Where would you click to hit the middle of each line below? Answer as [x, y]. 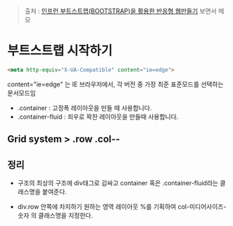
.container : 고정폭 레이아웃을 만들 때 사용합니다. [84, 107]
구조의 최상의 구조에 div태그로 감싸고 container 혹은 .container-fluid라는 [118, 183]
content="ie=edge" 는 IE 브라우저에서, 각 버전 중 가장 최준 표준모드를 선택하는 [115, 84]
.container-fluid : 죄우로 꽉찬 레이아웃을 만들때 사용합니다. [98, 117]
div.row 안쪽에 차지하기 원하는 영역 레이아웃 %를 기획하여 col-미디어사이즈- [122, 207]
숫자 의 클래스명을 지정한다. [55, 215]
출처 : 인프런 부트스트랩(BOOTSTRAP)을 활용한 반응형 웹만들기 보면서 [120, 11]
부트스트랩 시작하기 [60, 51]
